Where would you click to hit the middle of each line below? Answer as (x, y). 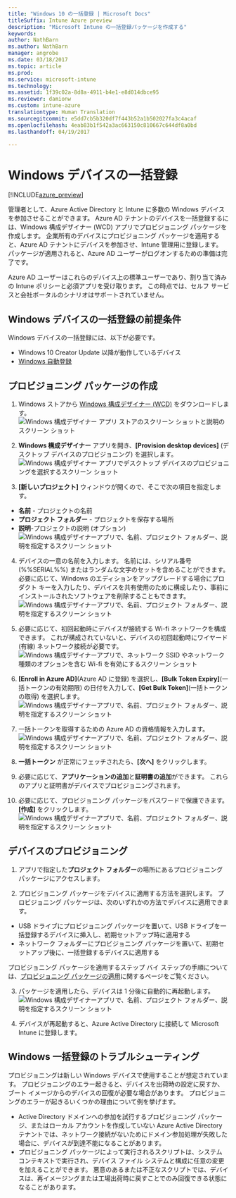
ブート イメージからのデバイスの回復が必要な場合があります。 (98, 1092)
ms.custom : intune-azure (44, 106)
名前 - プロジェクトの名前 (55, 510)
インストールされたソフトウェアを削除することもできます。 (104, 595)
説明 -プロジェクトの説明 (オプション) (72, 528)
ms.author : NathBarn (38, 47)
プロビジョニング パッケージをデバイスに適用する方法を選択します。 (117, 893)
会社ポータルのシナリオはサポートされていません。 (94, 295)
